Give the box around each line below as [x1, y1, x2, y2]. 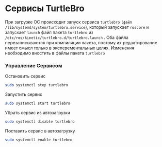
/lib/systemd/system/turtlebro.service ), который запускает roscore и [5, 24, 149, 30]
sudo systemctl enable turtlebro [5, 137, 73, 142]
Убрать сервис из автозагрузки [5, 110, 70, 115]
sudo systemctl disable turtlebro [5, 119, 75, 124]
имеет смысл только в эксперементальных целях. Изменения [5, 45, 134, 51]
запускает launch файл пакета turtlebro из [5, 29, 94, 35]
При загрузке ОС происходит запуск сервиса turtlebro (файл [5, 19, 132, 25]
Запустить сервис [5, 92, 43, 97]
